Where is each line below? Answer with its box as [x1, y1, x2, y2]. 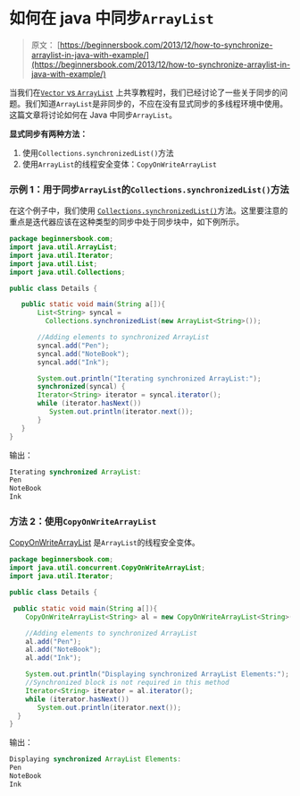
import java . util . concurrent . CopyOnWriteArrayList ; [9, 563, 205, 573]
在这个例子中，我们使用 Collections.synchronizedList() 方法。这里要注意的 [9, 205, 288, 216]
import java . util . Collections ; [9, 268, 126, 277]
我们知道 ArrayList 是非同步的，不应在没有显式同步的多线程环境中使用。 [24, 98, 288, 108]
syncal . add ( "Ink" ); [37, 357, 110, 367]
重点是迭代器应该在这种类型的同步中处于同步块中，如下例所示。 [9, 217, 244, 227]
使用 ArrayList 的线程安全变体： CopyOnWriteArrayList [21, 158, 217, 169]
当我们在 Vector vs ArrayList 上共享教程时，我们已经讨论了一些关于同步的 [9, 87, 280, 98]
